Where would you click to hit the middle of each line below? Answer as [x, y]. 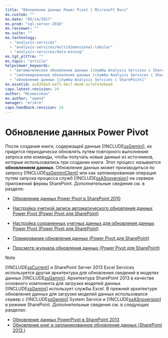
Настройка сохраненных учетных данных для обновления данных [83, 223]
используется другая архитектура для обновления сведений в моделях [82, 272]
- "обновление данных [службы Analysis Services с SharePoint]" [78, 80]
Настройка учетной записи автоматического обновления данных [82, 208]
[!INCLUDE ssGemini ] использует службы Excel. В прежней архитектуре [81, 288]
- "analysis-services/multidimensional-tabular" [61, 47]
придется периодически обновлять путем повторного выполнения [77, 151]
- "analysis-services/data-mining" [47, 52]
